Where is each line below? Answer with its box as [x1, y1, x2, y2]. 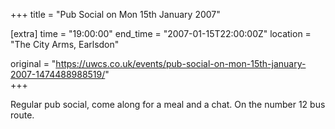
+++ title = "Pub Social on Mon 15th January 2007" [10, 9, 221, 20]
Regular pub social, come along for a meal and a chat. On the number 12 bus [10, 99, 326, 110]
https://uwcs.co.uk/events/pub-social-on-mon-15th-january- [55, 58, 307, 69]
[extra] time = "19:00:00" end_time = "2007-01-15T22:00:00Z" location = [10, 28, 312, 39]
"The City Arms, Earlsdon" [10, 39, 120, 50]
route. [10, 109, 35, 121]
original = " [10, 58, 57, 69]
